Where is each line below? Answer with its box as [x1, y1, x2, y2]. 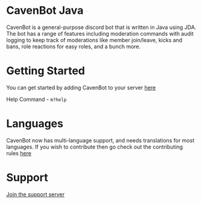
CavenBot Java [6, 4, 84, 18]
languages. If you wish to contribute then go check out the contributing [6, 143, 183, 150]
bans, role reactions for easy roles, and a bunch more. [6, 43, 141, 50]
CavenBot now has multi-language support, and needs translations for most [6, 136, 195, 144]
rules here [6, 149, 32, 157]
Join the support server [6, 191, 65, 198]
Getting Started [6, 64, 86, 78]
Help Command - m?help [6, 95, 67, 103]
